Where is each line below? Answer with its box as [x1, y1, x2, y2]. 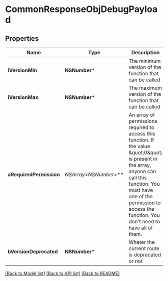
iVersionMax [7, 94, 38, 101]
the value [128, 143, 150, 150]
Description [131, 49, 160, 56]
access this [128, 130, 155, 137]
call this [128, 174, 147, 181]
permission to [128, 199, 161, 206]
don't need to [128, 218, 160, 225]
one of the [128, 193, 153, 200]
